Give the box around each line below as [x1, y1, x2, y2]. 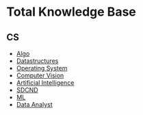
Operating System [16, 64, 68, 72]
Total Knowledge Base [6, 4, 136, 20]
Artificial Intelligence [16, 79, 75, 86]
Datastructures [16, 57, 59, 65]
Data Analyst [16, 101, 53, 108]
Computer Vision [16, 71, 64, 79]
